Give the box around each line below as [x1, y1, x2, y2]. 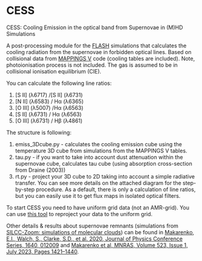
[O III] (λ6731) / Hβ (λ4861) [15, 117, 83, 124]
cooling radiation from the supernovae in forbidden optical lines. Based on [6, 48, 192, 55]
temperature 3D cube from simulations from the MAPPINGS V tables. [15, 147, 187, 154]
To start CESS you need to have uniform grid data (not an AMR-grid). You [6, 204, 190, 211]
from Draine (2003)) [15, 166, 66, 174]
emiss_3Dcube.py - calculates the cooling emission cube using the [15, 140, 182, 147]
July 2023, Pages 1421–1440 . [6, 248, 79, 255]
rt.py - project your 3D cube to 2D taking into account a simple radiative [15, 172, 195, 180]
